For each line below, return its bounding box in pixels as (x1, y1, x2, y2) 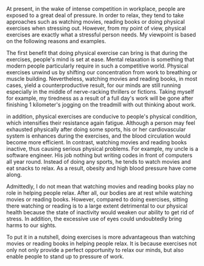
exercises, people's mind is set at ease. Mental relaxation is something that (6, 56, 195, 63)
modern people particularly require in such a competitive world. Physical (6, 62, 189, 69)
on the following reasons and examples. (6, 38, 107, 44)
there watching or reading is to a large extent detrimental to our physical (6, 202, 188, 209)
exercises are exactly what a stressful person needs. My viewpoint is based (6, 31, 196, 38)
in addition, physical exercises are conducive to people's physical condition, (6, 113, 197, 120)
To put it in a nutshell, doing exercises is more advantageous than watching (6, 234, 195, 240)
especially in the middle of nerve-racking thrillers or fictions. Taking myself (6, 88, 194, 95)
